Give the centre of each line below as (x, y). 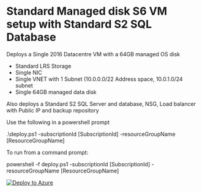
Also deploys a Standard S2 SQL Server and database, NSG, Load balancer (101, 104)
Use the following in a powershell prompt (58, 122)
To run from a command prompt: (47, 152)
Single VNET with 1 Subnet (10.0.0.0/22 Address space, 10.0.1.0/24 (99, 79)
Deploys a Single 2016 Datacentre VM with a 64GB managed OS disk (93, 54)
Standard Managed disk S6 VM (87, 11)
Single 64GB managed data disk (56, 92)
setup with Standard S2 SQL (79, 24)
